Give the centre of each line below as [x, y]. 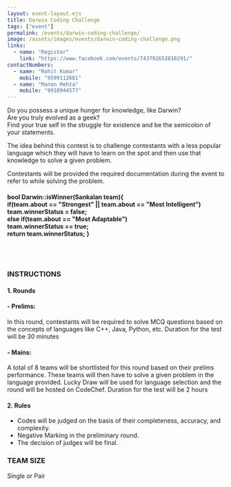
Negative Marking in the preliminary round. [78, 435]
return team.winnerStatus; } [48, 233]
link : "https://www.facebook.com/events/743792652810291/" [106, 59]
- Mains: [20, 352]
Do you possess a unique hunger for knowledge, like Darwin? [94, 111]
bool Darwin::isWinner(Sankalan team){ [66, 197]
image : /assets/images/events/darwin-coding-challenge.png [94, 39]
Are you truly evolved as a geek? [53, 117]
